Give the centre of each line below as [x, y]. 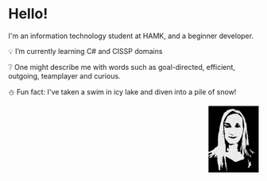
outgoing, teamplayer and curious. [64, 75]
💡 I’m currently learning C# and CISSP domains [85, 51]
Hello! [28, 14]
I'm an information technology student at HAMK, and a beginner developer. [131, 36]
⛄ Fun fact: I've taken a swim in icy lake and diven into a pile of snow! [122, 91]
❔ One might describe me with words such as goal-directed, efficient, [122, 67]
